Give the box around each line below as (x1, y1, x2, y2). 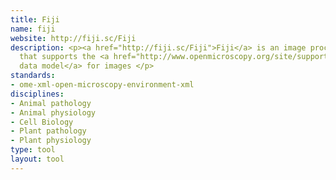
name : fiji (10, 24, 56, 34)
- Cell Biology (10, 117, 74, 127)
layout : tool (10, 154, 65, 164)
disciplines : (10, 89, 65, 99)
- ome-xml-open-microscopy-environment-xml (10, 80, 195, 90)
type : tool (10, 145, 56, 155)
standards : (10, 71, 56, 81)
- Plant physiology (10, 136, 92, 146)
